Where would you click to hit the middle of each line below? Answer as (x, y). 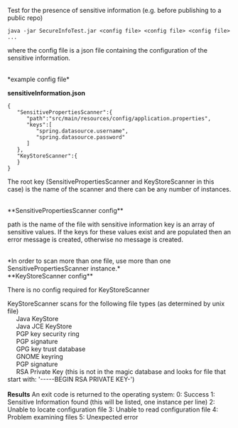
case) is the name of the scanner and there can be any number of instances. (119, 189)
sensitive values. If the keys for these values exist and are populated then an (119, 232)
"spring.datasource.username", (82, 131)
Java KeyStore (37, 319)
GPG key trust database (51, 349)
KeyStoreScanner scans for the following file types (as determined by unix (116, 303)
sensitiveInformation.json (46, 93)
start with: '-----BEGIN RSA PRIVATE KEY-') (71, 379)
